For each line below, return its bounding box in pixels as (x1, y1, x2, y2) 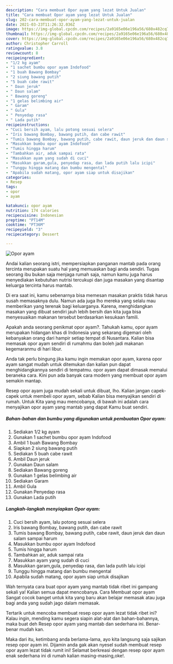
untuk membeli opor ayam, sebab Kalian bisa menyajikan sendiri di (20, 393, 161, 399)
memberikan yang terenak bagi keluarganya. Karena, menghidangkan (6, 303, 153, 309)
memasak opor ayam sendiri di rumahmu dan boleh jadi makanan (6, 340, 144, 346)
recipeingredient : (6, 55, 45, 61)
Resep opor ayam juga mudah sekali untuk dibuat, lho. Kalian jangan (6, 388, 150, 394)
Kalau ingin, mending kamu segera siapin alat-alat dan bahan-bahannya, (6, 615, 159, 621)
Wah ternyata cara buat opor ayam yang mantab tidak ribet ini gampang (6, 583, 158, 589)
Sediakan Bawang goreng (13, 467, 68, 473)
